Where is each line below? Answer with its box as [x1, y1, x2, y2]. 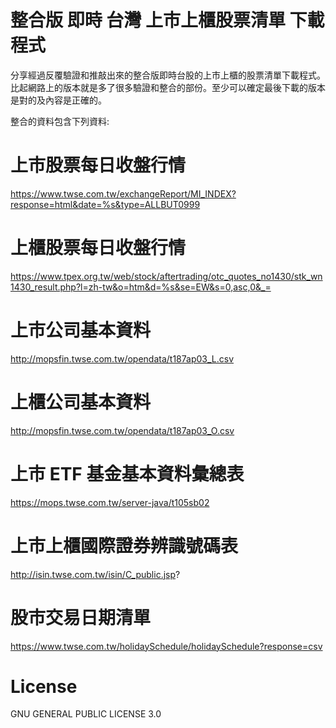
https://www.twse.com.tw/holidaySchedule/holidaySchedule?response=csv [10, 640, 323, 652]
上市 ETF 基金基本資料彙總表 [10, 462, 245, 485]
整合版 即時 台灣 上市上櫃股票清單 [10, 9, 286, 32]
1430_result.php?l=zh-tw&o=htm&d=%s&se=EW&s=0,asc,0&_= [10, 281, 272, 293]
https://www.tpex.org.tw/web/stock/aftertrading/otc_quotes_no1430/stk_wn [10, 270, 323, 282]
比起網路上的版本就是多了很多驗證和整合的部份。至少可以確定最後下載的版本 [10, 81, 326, 93]
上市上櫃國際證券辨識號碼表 [10, 534, 239, 557]
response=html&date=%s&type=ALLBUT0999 [10, 198, 201, 210]
